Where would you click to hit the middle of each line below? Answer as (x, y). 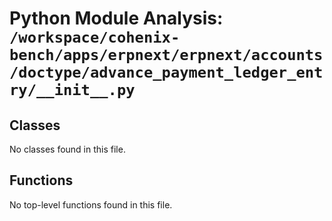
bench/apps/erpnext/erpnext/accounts (166, 55)
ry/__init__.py (72, 90)
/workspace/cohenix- (95, 37)
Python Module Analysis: (116, 18)
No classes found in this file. (67, 149)
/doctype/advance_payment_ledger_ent (166, 72)
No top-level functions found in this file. (91, 204)
